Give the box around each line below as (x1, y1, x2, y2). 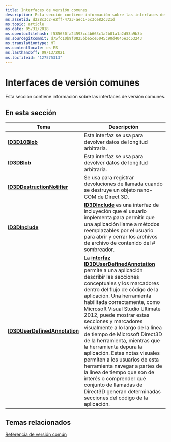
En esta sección (5, 108, 57, 117)
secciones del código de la (83, 394, 149, 401)
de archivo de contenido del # (83, 240, 155, 247)
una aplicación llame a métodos (83, 220, 160, 228)
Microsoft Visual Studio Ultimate (83, 305, 161, 312)
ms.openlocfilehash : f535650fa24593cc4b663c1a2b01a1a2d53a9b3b (5, 31, 142, 36)
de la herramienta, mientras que (83, 337, 160, 344)
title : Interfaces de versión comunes (5, 7, 88, 13)
